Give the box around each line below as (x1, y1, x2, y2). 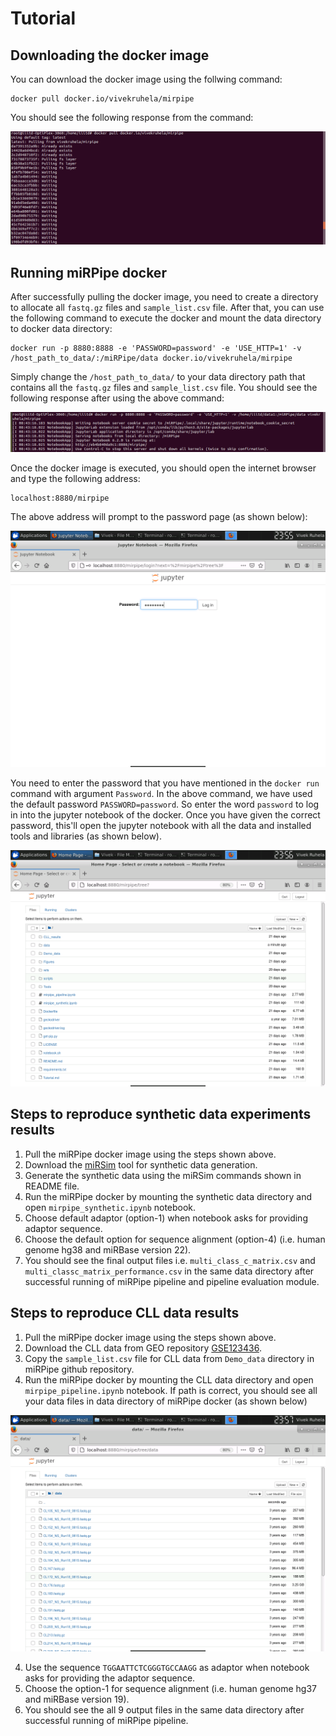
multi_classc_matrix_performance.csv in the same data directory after (24, 1265, 315, 1277)
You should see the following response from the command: (10, 112, 254, 123)
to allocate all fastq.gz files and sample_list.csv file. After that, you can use (10, 301, 325, 313)
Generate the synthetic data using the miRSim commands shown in (24, 1169, 302, 1181)
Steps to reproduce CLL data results (10, 1305, 240, 1322)
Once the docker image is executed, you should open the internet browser (10, 462, 317, 474)
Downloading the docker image (10, 47, 210, 64)
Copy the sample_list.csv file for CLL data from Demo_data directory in (24, 1352, 315, 1364)
